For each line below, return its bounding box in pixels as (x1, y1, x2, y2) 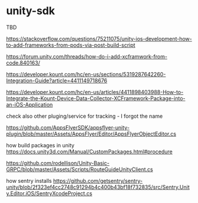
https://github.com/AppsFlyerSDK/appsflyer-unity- (6, 124, 130, 131)
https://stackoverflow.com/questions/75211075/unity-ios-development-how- (6, 35, 192, 42)
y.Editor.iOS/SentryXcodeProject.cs (6, 189, 93, 196)
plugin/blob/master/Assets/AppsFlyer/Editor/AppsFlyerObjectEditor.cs (6, 130, 176, 137)
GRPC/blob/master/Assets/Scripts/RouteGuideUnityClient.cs (6, 166, 154, 173)
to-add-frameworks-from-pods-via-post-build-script (6, 41, 136, 49)
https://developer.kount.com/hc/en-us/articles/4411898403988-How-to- (6, 88, 184, 95)
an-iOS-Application (6, 101, 53, 108)
